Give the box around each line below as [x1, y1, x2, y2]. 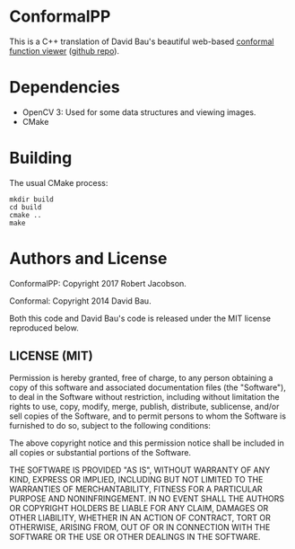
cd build [9, 202, 42, 212]
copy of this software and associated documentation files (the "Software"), [9, 382, 287, 393]
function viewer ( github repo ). [9, 45, 119, 56]
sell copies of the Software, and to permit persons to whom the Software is [9, 411, 287, 421]
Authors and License [9, 249, 168, 269]
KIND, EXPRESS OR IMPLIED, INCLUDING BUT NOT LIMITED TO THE [9, 474, 264, 484]
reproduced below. [9, 322, 79, 333]
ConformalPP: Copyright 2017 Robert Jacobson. [9, 278, 187, 288]
